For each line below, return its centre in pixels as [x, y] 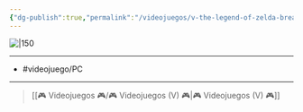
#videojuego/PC [53, 69]
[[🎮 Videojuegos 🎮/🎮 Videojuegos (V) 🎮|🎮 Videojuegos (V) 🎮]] [156, 95]
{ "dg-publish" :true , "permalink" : [72, 17]
